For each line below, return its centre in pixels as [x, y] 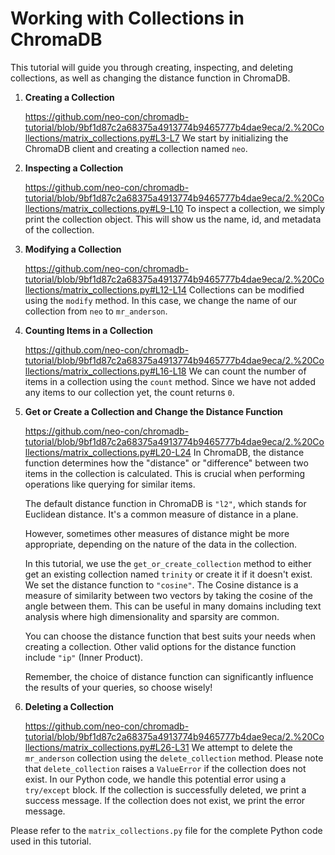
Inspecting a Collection [74, 168]
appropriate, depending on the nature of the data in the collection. [161, 544]
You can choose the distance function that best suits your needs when [170, 636]
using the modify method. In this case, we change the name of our [161, 300]
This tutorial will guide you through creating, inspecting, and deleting [152, 67]
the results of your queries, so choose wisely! [118, 687]
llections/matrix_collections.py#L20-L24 [108, 452]
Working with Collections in [127, 18]
